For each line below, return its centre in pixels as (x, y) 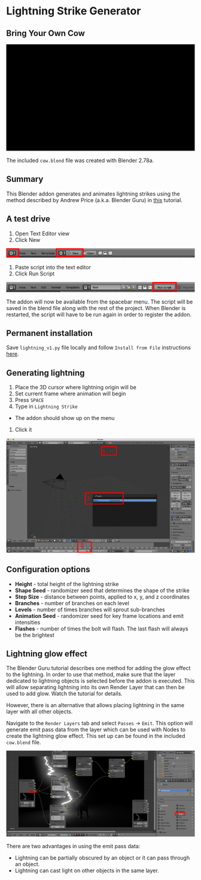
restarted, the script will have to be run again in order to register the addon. (99, 314)
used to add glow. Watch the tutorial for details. (64, 693)
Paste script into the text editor (53, 268)
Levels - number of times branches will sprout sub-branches (90, 609)
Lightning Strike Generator (74, 11)
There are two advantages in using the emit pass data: (73, 846)
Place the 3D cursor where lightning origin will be (75, 388)
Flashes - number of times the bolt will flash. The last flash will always (101, 629)
